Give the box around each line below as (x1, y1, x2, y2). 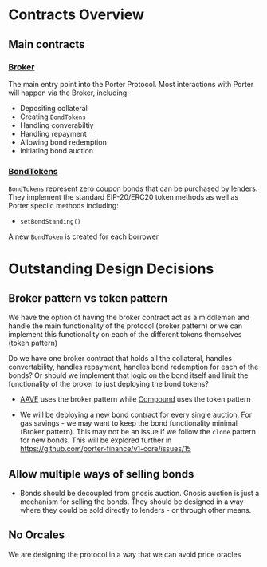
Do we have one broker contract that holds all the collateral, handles (8, 354, 233, 363)
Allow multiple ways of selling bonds (8, 467, 194, 481)
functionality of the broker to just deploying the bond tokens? (8, 379, 210, 389)
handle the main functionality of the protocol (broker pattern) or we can (8, 321, 243, 331)
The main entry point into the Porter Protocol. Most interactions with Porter (8, 79, 254, 89)
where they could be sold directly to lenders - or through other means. (19, 505, 252, 514)
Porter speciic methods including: (8, 201, 120, 211)
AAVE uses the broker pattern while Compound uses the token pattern (19, 395, 251, 404)
